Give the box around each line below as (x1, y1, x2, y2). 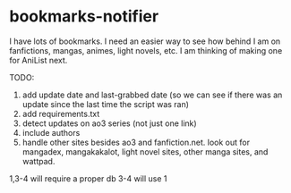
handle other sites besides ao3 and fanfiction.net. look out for (21, 137, 251, 147)
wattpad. (21, 155, 56, 166)
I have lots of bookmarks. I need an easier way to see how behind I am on (9, 36, 281, 46)
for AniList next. (9, 55, 68, 65)
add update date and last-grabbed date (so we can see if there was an (21, 89, 283, 100)
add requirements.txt (21, 108, 100, 119)
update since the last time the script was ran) (21, 98, 190, 109)
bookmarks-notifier (9, 6, 159, 27)
